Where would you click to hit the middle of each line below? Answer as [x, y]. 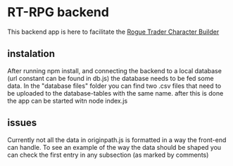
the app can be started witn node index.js [68, 101]
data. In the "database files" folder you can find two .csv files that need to [114, 86]
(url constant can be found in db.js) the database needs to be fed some [111, 78]
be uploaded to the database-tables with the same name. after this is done [115, 93]
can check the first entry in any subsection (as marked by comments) [108, 155]
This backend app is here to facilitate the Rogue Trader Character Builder [113, 32]
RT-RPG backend [58, 12]
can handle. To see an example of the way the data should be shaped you [114, 147]
